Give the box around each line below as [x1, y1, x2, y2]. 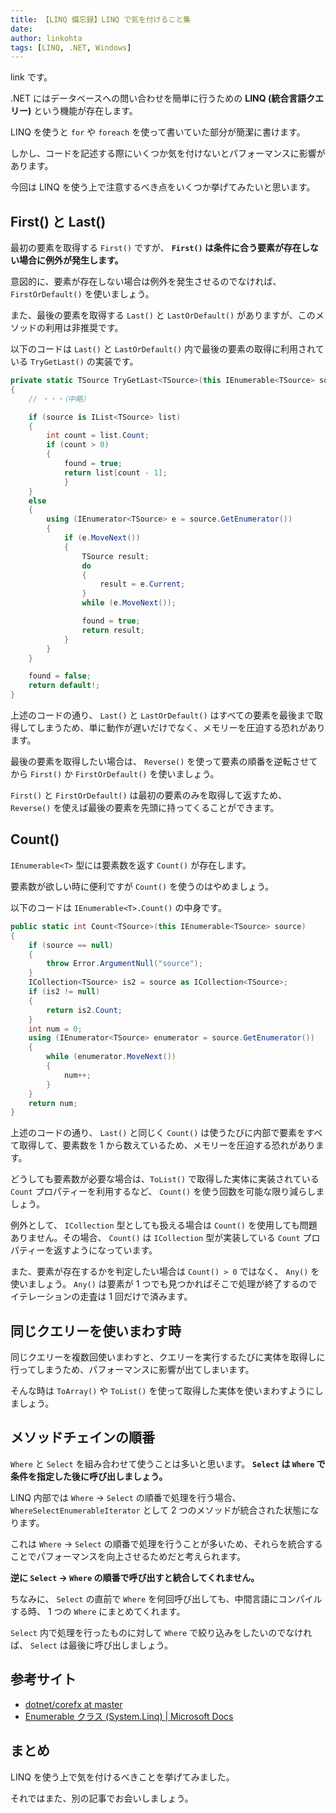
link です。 [10, 71, 53, 83]
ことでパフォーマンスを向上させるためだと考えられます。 [10, 1550, 246, 1562]
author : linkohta [10, 33, 83, 43]
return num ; [28, 1098, 78, 1108]
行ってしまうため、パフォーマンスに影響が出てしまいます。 [10, 1364, 255, 1376]
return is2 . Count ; [46, 1005, 123, 1015]
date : [10, 24, 33, 34]
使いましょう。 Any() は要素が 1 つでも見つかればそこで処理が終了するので [10, 1278, 318, 1290]
